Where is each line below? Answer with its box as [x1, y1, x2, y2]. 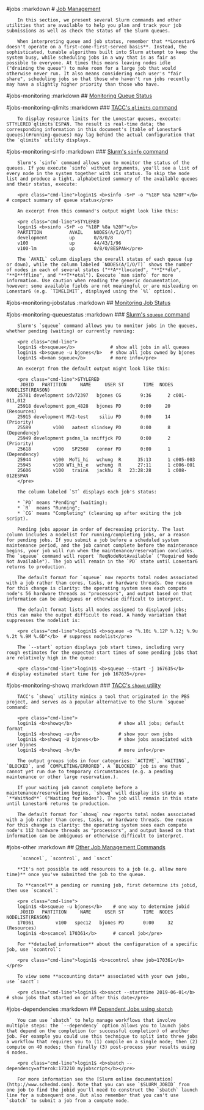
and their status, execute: [6, 181, 78, 187]
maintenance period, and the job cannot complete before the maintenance [6, 542, 199, 549]
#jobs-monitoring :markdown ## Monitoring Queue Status [6, 92, 153, 99]
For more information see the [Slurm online [17, 1076, 133, 1082]
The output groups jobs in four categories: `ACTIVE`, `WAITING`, [17, 758, 190, 764]
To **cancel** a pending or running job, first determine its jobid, [17, 882, 199, 888]
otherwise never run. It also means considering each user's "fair [6, 70, 182, 77]
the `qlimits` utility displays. [6, 137, 92, 143]
